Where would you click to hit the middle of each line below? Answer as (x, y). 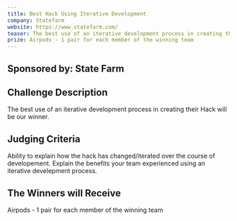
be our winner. (28, 117)
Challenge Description (57, 92)
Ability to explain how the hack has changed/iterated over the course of (111, 156)
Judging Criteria (44, 139)
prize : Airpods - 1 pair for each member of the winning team (101, 40)
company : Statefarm (36, 20)
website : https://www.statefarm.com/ (63, 27)
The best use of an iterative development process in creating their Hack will (117, 109)
